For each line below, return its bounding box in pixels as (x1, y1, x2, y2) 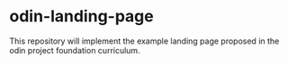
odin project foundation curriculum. (9, 44, 141, 55)
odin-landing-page (9, 6, 155, 27)
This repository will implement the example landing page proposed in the (9, 36, 280, 46)
